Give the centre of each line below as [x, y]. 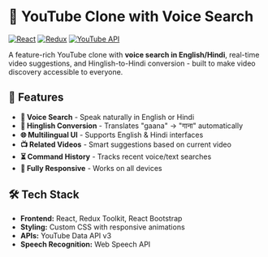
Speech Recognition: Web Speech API [85, 244]
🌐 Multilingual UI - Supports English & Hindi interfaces [112, 135]
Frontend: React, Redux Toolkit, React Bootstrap [101, 218]
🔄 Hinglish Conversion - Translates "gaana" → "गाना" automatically [132, 126]
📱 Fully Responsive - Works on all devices [91, 168]
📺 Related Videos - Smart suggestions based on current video [125, 144]
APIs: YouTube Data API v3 [66, 235]
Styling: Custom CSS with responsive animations [102, 227]
